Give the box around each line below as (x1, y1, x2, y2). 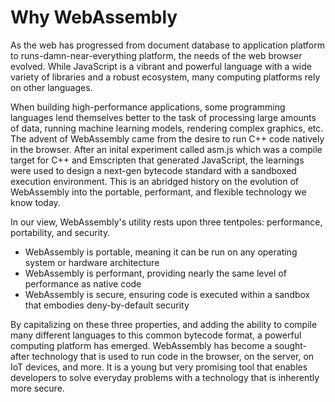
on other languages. (10, 81, 93, 93)
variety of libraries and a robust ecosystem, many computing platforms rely (10, 71, 321, 83)
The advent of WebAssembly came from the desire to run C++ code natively (10, 132, 325, 145)
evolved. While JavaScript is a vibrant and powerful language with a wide (10, 60, 312, 72)
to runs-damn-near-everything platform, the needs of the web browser (10, 49, 303, 61)
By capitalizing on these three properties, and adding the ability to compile (10, 318, 318, 330)
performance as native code (24, 277, 142, 290)
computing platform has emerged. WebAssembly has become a (10, 339, 273, 351)
